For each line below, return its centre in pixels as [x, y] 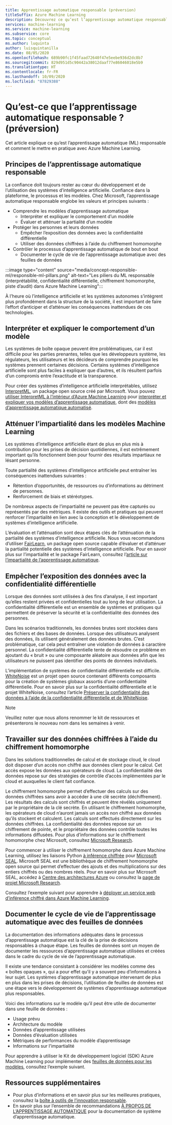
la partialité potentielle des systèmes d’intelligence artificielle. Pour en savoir [86, 549]
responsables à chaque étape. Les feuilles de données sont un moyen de [82, 945]
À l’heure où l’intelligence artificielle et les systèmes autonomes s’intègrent [84, 296]
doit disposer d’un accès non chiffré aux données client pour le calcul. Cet [84, 765]
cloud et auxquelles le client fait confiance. [50, 781]
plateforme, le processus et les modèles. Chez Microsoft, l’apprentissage [82, 196]
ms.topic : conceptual [28, 39]
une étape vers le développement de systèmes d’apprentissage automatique [86, 988]
